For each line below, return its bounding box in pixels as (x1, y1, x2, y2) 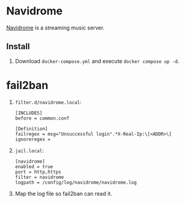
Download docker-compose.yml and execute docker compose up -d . (14, 57, 180, 64)
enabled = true (14, 163, 54, 169)
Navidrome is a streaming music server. (6, 24, 105, 31)
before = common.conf (14, 115, 69, 121)
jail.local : (14, 147, 44, 154)
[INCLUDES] (14, 110, 43, 116)
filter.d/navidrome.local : (14, 98, 82, 106)
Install (6, 41, 30, 52)
